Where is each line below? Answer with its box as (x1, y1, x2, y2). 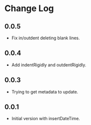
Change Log (4, 3, 54, 14)
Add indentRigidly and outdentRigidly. (11, 62, 87, 68)
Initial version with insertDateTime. (11, 116, 80, 122)
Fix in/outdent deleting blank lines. (11, 35, 80, 41)
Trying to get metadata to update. (11, 89, 78, 94)
